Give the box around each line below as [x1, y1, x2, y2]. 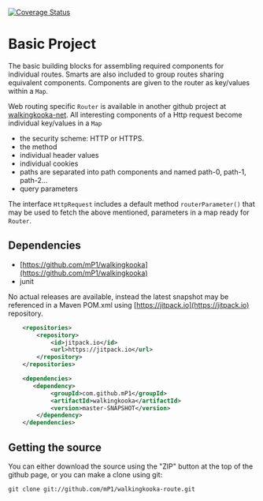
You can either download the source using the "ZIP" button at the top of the [8, 462, 254, 471]
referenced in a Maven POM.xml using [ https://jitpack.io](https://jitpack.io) [8, 300, 250, 309]
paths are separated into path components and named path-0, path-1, [19, 166, 246, 177]
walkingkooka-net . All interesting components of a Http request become [8, 110, 243, 119]
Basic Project [8, 36, 97, 53]
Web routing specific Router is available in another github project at [8, 101, 227, 110]
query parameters [19, 184, 79, 193]
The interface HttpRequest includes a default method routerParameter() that [8, 199, 256, 208]
